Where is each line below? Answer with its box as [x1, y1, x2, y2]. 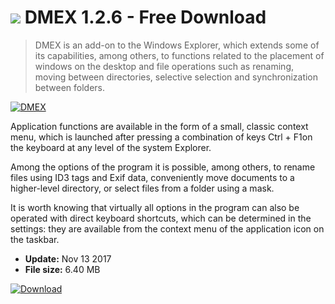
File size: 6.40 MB [24, 263, 101, 275]
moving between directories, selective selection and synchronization [34, 71, 319, 83]
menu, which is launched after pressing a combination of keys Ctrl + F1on [10, 131, 313, 143]
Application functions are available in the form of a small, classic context [10, 120, 309, 132]
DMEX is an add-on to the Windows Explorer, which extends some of [34, 39, 320, 51]
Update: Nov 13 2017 [24, 252, 112, 265]
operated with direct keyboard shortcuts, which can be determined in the [10, 212, 312, 224]
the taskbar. [10, 233, 60, 245]
